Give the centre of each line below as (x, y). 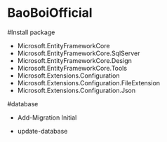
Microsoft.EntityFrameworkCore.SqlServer (79, 53)
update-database (42, 131)
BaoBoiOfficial (50, 13)
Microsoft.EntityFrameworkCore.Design (74, 60)
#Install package (31, 32)
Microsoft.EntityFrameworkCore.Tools (72, 68)
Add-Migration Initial (47, 118)
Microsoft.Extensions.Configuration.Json (76, 90)
